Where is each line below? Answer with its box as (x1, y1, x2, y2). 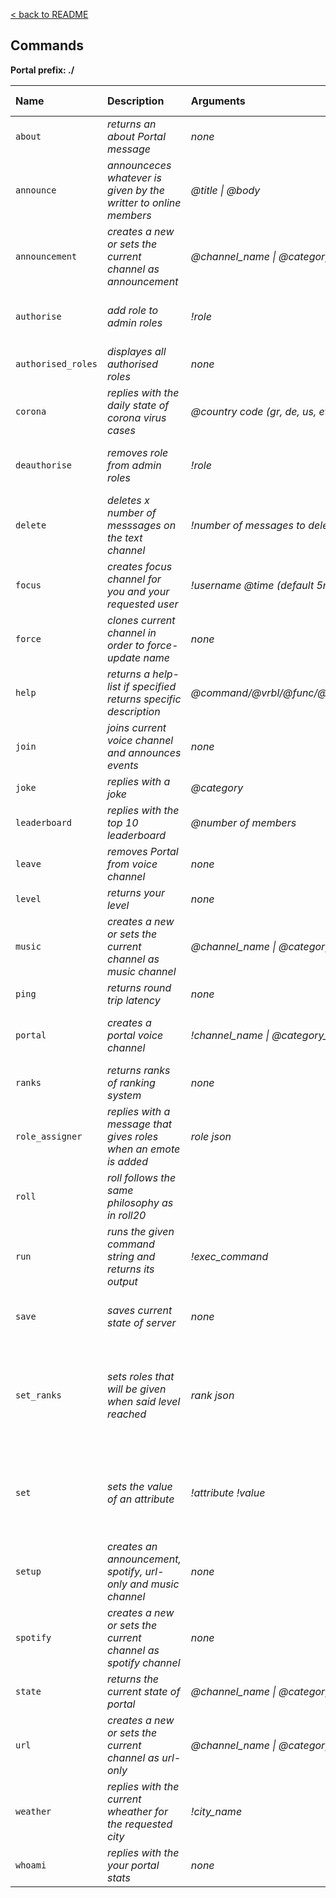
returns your (106, 885, 165, 899)
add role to (106, 303, 159, 317)
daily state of (106, 398, 170, 412)
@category (190, 780, 244, 794)
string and (106, 1249, 156, 1263)
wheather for (106, 1804, 168, 1818)
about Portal (106, 129, 166, 143)
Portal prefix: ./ (10, 64, 75, 76)
